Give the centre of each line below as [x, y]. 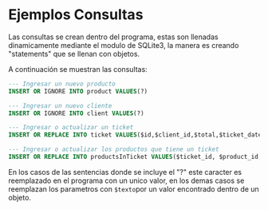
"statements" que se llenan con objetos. [74, 53]
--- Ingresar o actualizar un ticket [71, 128]
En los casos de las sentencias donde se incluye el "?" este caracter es [125, 172]
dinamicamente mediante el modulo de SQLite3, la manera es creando [124, 45]
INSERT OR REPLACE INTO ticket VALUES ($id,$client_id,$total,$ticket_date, [137, 135]
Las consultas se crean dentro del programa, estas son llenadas [113, 37]
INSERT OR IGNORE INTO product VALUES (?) [78, 91]
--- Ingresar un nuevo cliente [60, 105]
